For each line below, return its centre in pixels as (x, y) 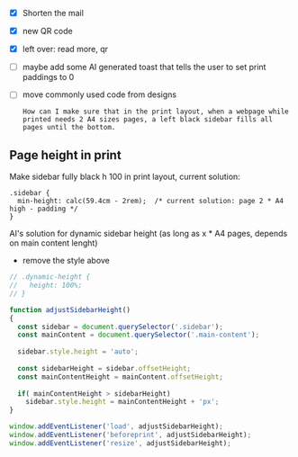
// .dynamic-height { (50, 277)
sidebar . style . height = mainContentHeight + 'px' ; (122, 402)
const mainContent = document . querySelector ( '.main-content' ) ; (138, 335)
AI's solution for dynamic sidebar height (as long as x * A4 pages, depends (149, 234)
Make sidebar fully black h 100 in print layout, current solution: (125, 177)
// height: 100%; (46, 285)
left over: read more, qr (65, 49)
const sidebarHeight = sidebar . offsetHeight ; (104, 368)
